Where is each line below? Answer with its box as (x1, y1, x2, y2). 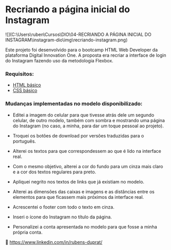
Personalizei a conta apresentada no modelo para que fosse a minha (12, 223, 157, 230)
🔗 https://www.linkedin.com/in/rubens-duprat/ (5, 239, 103, 245)
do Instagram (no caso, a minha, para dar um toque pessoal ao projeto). (12, 123, 164, 129)
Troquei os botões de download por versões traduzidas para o (12, 132, 144, 139)
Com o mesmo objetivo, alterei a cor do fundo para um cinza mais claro (12, 163, 163, 169)
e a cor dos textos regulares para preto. (12, 169, 96, 175)
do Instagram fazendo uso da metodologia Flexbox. (5, 57, 114, 63)
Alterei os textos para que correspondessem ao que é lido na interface (12, 148, 162, 154)
